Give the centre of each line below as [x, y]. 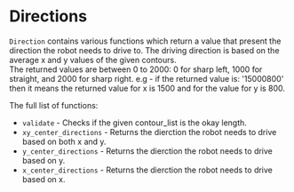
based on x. [44, 179]
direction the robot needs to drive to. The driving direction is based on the [144, 50]
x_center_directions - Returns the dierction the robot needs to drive [147, 170]
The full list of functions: [54, 105]
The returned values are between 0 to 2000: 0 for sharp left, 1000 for [136, 69]
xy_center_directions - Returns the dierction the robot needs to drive [149, 132]
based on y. [44, 160]
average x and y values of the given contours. [93, 60]
